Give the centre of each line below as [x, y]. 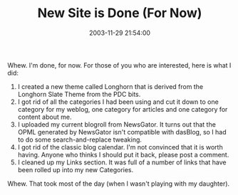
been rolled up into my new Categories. [76, 169]
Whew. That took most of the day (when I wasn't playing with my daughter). [119, 184]
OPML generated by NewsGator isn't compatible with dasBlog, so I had [122, 132]
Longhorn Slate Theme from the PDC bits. [79, 94]
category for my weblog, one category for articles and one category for [123, 109]
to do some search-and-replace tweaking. [80, 139]
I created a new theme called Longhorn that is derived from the [110, 86]
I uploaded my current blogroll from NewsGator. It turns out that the [117, 124]
